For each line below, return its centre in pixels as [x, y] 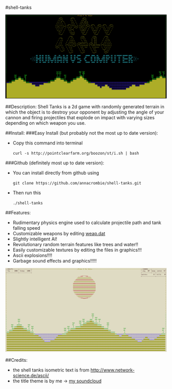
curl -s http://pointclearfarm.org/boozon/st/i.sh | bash [76, 153]
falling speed [26, 228]
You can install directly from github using [56, 173]
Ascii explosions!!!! [33, 255]
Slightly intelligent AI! [35, 239]
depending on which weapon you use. [46, 123]
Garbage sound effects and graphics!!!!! [55, 261]
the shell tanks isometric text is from [51, 370]
